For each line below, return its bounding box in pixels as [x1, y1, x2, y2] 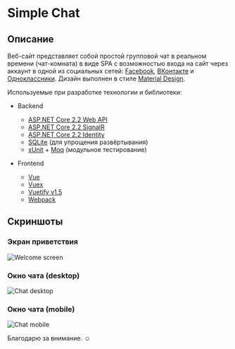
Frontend [17, 159, 44, 167]
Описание [7, 33, 54, 45]
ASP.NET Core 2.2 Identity [27, 131, 105, 138]
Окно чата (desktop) [7, 271, 80, 280]
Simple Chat [7, 5, 80, 21]
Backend [17, 102, 44, 110]
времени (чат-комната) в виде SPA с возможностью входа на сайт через [7, 59, 229, 68]
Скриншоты [7, 215, 63, 227]
